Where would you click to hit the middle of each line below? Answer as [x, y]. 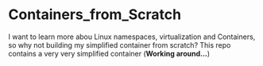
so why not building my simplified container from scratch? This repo [120, 45]
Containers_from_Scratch [95, 15]
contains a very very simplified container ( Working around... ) [109, 53]
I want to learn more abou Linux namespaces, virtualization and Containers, [132, 37]
